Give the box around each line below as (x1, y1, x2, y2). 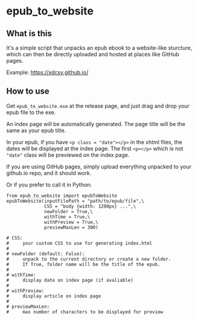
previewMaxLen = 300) (44, 224, 98, 230)
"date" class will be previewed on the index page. (6, 151, 130, 158)
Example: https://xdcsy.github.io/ (6, 69, 89, 76)
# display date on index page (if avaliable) (6, 277, 134, 283)
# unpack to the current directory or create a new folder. (6, 256, 171, 262)
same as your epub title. (6, 127, 66, 134)
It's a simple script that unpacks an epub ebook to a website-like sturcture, (6, 44, 193, 51)
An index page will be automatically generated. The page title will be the (6, 120, 186, 127)
